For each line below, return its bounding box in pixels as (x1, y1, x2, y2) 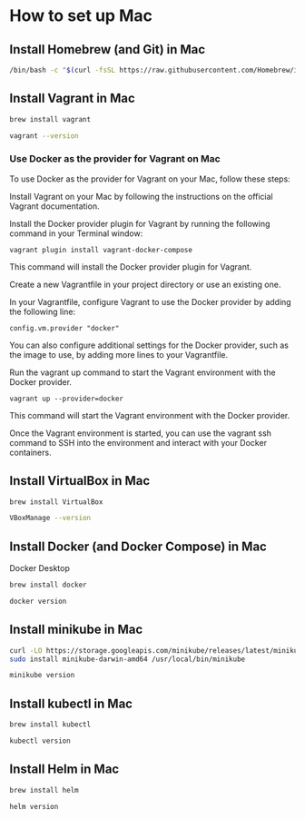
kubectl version (9, 736, 71, 745)
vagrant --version (9, 131, 79, 141)
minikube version (9, 671, 75, 680)
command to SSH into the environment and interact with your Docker (9, 437, 268, 448)
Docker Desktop (9, 563, 70, 574)
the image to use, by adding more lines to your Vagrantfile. (9, 349, 229, 360)
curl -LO (9, 646, 43, 655)
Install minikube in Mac (9, 622, 143, 637)
